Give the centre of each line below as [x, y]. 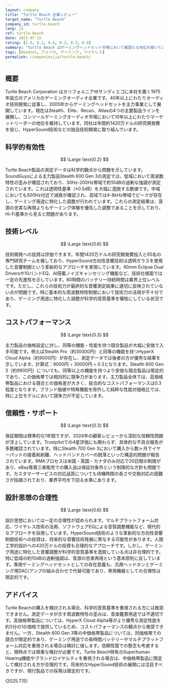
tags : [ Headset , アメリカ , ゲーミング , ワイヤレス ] [55, 52]
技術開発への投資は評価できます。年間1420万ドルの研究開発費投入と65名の [83, 254]
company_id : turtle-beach [32, 24]
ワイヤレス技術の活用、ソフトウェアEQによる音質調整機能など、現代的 [87, 527]
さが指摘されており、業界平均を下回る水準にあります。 [62, 480]
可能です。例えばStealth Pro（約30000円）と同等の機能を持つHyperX [82, 351]
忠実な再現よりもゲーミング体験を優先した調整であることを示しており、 [89, 208]
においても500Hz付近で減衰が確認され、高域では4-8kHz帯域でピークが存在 [84, 195]
